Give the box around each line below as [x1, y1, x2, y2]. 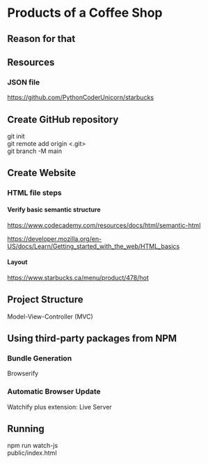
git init [7, 132, 26, 140]
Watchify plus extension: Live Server [7, 403, 113, 411]
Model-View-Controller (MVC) [7, 312, 94, 321]
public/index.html [7, 449, 57, 457]
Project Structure [7, 293, 83, 305]
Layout [7, 258, 28, 266]
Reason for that [7, 33, 76, 45]
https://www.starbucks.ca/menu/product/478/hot [7, 273, 150, 282]
